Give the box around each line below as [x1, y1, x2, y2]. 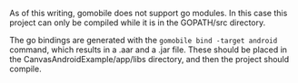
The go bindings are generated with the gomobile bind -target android [9, 35, 278, 45]
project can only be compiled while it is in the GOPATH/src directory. [9, 17, 266, 28]
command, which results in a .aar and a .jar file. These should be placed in [9, 44, 288, 55]
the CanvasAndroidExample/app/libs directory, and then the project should [9, 54, 290, 64]
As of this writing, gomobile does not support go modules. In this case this [9, 8, 288, 18]
